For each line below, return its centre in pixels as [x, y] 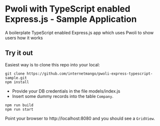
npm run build [19, 105]
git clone [15, 74]
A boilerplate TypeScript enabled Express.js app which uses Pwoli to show [80, 32]
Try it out [19, 53]
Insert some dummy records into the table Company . [63, 96]
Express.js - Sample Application [71, 19]
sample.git [16, 78]
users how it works [24, 38]
